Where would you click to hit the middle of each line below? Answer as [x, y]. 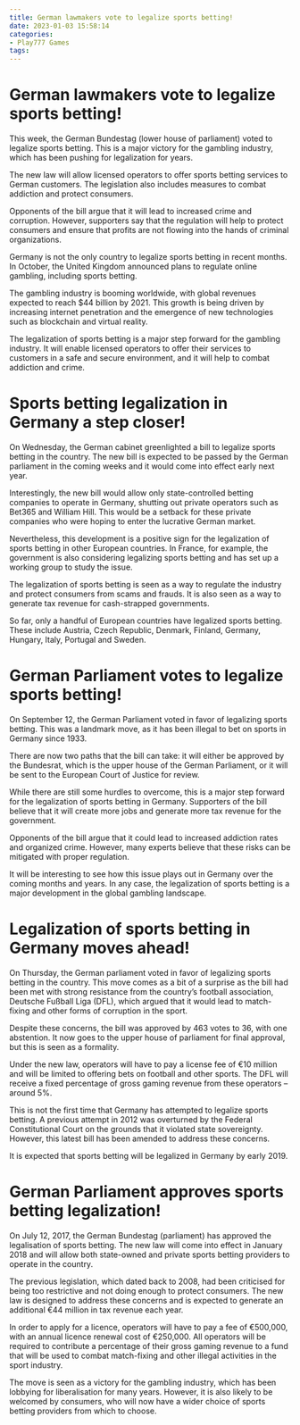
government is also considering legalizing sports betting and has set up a [144, 558]
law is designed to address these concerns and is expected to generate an [146, 1300]
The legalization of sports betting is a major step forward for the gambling [145, 339]
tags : [19, 51]
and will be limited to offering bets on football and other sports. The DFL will [149, 1073]
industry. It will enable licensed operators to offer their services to [130, 348]
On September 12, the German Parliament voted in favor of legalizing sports [148, 719]
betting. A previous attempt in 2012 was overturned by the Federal [131, 1119]
